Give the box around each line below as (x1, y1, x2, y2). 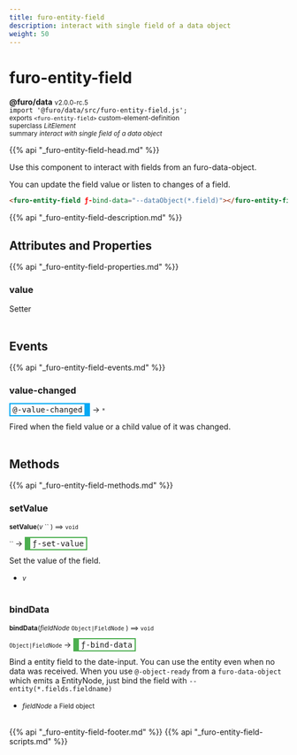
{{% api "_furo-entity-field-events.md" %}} (9, 362, 166, 373)
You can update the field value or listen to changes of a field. (9, 179, 231, 190)
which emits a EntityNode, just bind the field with (9, 674, 187, 686)
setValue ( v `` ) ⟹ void (9, 522, 80, 531)
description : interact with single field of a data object (9, 21, 232, 30)
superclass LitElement (9, 121, 77, 131)
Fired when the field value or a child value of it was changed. (9, 421, 232, 432)
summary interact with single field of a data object (9, 129, 163, 138)
